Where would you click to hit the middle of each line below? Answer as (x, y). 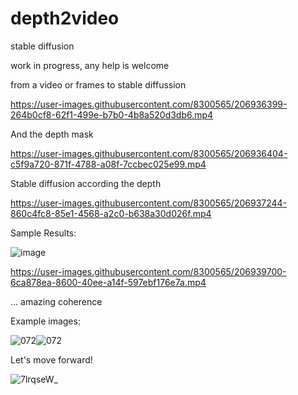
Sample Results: (43, 233)
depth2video (65, 18)
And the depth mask (52, 134)
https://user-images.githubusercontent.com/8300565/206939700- (148, 271)
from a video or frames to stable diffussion (98, 84)
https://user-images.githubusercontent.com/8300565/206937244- (149, 203)
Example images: (45, 321)
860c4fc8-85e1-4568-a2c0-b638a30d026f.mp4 (111, 213)
